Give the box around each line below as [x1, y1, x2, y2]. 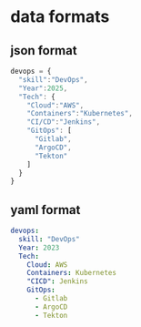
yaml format [10, 202, 81, 218]
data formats [10, 6, 110, 27]
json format [10, 43, 77, 58]
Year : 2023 [18, 243, 60, 252]
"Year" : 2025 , [18, 84, 68, 93]
